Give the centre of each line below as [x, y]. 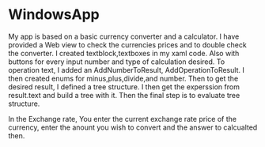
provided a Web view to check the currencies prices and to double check [127, 44]
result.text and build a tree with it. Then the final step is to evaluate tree [124, 95]
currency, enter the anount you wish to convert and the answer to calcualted [133, 127]
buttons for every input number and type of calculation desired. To [117, 62]
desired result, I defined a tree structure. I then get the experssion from [124, 87]
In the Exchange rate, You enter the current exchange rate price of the [123, 119]
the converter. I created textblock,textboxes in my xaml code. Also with [124, 53]
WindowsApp [54, 15]
